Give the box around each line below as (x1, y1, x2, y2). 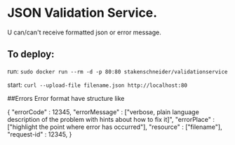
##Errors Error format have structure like (7, 94, 125, 102)
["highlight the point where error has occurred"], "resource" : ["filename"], (7, 123, 222, 131)
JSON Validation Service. (7, 5, 158, 21)
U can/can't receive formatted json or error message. (7, 28, 161, 36)
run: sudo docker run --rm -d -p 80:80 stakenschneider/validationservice (7, 67, 228, 75)
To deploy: (7, 48, 55, 60)
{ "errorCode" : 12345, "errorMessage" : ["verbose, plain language (7, 107, 200, 116)
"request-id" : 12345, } (7, 130, 72, 138)
